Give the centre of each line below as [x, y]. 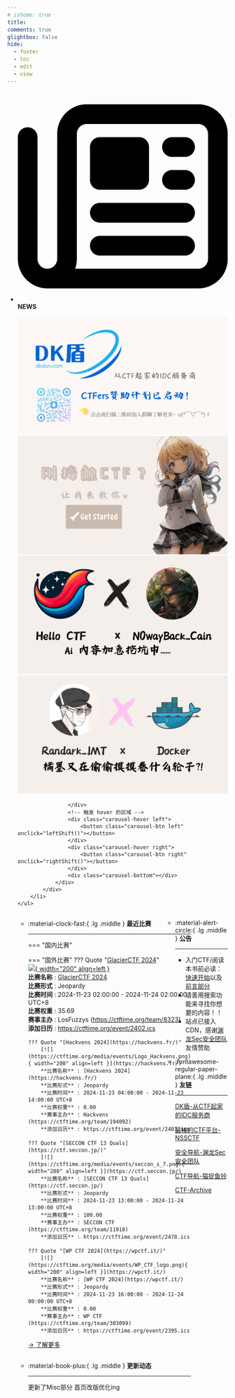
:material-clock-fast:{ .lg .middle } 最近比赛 [90, 924]
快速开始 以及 [204, 977]
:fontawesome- [197, 1061]
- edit [23, 67]
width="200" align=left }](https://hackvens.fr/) [108, 1064]
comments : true [29, 29]
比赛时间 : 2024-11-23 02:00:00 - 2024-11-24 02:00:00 [107, 995]
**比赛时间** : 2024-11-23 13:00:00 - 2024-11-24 [112, 1201]
